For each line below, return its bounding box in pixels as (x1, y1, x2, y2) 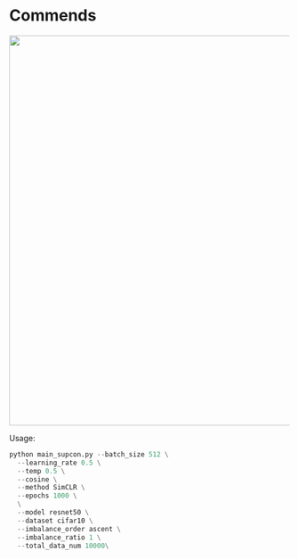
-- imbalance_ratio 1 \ (17, 532, 101, 542)
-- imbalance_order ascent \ (17, 524, 122, 533)
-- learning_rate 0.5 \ (17, 458, 101, 467)
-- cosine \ (17, 474, 58, 484)
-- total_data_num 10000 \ (17, 541, 109, 550)
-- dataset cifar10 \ (17, 516, 93, 525)
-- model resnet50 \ (17, 508, 90, 517)
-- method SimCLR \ (17, 483, 86, 492)
